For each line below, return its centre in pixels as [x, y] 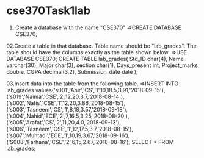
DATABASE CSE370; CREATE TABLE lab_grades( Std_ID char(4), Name [95, 59]
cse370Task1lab [49, 11]
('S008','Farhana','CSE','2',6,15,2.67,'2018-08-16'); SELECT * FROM [90, 142]
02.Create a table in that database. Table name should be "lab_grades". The [101, 46]
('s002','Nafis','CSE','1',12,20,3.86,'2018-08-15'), [66, 103]
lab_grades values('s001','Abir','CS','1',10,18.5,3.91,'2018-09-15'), [86, 90]
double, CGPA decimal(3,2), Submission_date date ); [72, 71]
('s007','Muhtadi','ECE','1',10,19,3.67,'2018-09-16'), [68, 135]
